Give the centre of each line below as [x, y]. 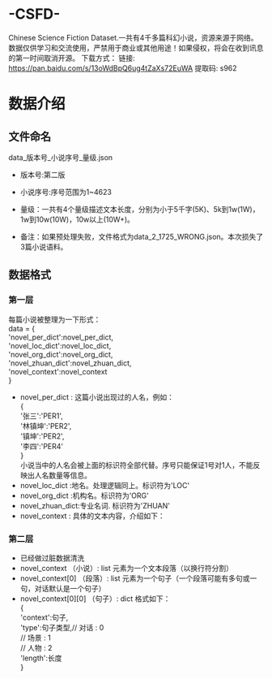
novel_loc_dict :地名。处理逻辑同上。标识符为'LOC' [105, 485]
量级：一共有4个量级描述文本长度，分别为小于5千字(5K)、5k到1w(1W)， [140, 209]
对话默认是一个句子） [70, 588]
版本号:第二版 [42, 175]
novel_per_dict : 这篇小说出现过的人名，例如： [97, 397]
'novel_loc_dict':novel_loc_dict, [60, 345]
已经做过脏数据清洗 [52, 558]
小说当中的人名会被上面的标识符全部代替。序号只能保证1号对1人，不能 [136, 465]
